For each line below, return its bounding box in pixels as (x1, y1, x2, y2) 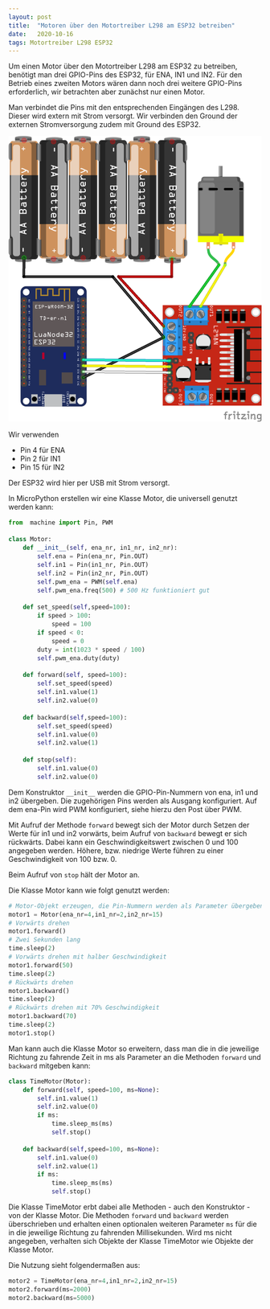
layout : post (8, 13, 52, 21)
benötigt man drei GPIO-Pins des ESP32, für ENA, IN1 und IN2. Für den (8, 70, 243, 80)
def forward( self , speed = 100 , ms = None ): (22, 1085, 160, 1094)
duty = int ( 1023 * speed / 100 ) (37, 646, 146, 654)
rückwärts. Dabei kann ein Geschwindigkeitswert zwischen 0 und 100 (8, 837, 239, 847)
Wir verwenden (8, 429, 59, 439)
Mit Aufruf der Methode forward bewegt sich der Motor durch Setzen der (8, 820, 250, 830)
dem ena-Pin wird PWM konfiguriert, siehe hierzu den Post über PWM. (8, 804, 243, 814)
